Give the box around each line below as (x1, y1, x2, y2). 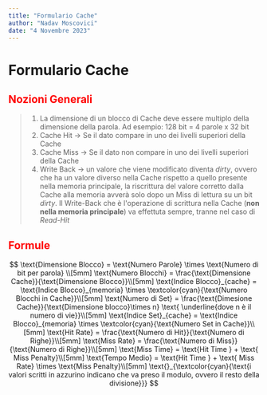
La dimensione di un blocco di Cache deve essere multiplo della (39, 113, 249, 124)
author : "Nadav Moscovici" (8, 19, 98, 27)
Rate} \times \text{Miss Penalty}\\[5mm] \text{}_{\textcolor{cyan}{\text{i (16, 361, 252, 371)
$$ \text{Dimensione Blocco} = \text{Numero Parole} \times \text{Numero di (9, 260, 259, 270)
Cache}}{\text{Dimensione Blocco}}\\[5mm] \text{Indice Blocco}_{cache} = (10, 277, 257, 286)
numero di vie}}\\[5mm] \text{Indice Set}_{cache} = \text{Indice (29, 310, 238, 320)
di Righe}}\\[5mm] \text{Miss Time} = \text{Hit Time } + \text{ (58, 345, 259, 354)
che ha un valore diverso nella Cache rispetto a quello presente (39, 173, 248, 183)
